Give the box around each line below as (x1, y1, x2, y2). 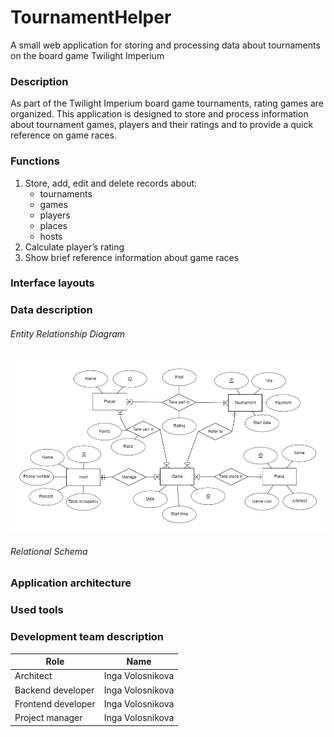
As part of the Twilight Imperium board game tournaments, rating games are (10, 97, 324, 110)
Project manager (14, 712, 83, 724)
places (39, 219, 68, 231)
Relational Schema (10, 545, 88, 557)
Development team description (10, 630, 165, 644)
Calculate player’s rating (24, 241, 125, 253)
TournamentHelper (10, 6, 172, 29)
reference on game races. (10, 129, 117, 141)
